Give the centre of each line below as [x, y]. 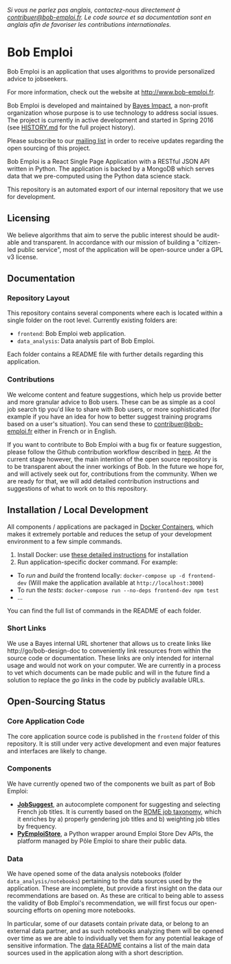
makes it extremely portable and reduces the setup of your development [110, 534]
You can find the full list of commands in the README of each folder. [104, 610]
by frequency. [37, 826]
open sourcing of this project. [49, 148]
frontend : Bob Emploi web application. [71, 334]
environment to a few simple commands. [65, 541]
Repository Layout [38, 298]
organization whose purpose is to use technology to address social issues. [113, 112]
